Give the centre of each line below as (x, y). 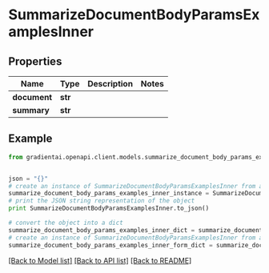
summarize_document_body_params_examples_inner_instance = (109, 194)
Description (110, 84)
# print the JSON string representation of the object (102, 201)
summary (31, 110)
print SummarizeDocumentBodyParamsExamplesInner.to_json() (109, 209)
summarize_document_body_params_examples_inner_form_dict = (111, 245)
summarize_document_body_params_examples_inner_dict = (102, 230)
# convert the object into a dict (66, 223)
